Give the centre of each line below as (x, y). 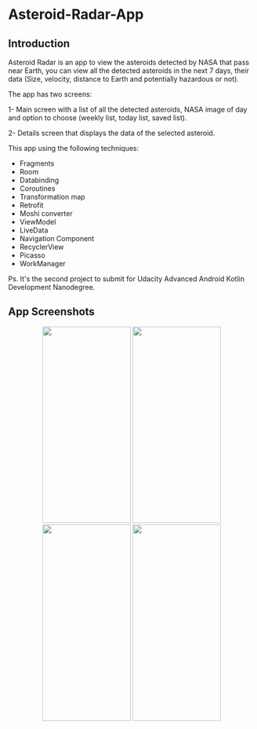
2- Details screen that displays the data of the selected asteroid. (112, 133)
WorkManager (43, 264)
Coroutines (37, 189)
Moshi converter (46, 213)
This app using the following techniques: (74, 148)
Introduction (39, 44)
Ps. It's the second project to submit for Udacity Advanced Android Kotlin (127, 279)
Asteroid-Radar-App (76, 15)
